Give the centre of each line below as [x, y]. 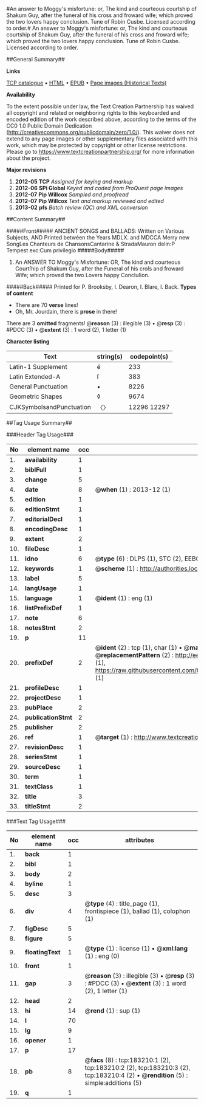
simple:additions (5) [113, 1083]
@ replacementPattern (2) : [134, 655]
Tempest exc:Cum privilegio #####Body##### [65, 250]
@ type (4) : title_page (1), [122, 904]
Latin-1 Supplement [39, 367]
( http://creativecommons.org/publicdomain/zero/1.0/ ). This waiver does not [101, 132]
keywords [40, 569]
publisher [39, 727]
